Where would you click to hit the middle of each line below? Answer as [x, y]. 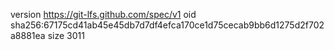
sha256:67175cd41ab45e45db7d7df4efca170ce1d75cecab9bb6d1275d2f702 [167, 25]
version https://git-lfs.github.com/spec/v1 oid [103, 14]
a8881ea [28, 35]
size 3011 [66, 35]
